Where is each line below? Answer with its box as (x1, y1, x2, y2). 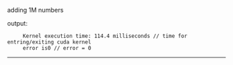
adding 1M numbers (7, 6, 64, 14)
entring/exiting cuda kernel (7, 39, 92, 46)
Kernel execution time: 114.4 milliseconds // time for (22, 32, 188, 39)
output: (7, 19, 28, 27)
